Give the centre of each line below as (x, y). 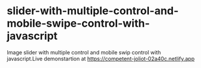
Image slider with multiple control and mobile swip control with (84, 52)
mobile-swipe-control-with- (78, 23)
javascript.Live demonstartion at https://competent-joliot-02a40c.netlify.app (101, 59)
